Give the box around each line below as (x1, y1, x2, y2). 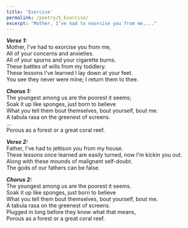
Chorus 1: (6, 88, 31, 95)
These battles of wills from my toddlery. (6, 63, 107, 70)
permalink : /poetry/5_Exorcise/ (6, 15, 89, 21)
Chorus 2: (6, 176, 32, 183)
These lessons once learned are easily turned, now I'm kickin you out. (6, 151, 183, 159)
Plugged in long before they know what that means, (6, 208, 136, 216)
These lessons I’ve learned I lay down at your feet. (6, 69, 133, 77)
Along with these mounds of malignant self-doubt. (6, 158, 133, 165)
